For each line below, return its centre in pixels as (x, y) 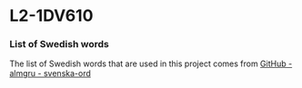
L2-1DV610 (51, 16)
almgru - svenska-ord (50, 73)
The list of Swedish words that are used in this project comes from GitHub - (151, 64)
